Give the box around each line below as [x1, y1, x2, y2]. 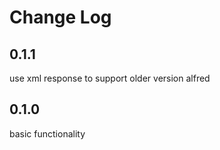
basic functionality [9, 127, 86, 140]
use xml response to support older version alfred [9, 72, 211, 84]
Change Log [9, 6, 112, 29]
